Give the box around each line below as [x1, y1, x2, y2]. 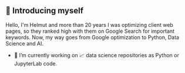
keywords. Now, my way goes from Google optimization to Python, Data [5, 33, 180, 41]
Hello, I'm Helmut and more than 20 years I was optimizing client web [5, 21, 174, 28]
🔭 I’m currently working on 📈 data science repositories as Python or [14, 51, 180, 58]
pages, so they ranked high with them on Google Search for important [5, 27, 174, 34]
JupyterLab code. [14, 60, 57, 67]
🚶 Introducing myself [5, 6, 83, 16]
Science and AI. [5, 40, 43, 47]
